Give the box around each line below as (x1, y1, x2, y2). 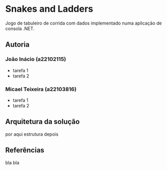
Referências (5, 146, 45, 155)
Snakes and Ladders (5, 3, 93, 15)
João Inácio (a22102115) (5, 56, 66, 63)
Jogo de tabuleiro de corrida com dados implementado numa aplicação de (5, 20, 162, 26)
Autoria (5, 40, 30, 49)
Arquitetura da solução (5, 117, 80, 126)
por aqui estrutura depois (5, 131, 59, 137)
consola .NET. (5, 25, 35, 31)
